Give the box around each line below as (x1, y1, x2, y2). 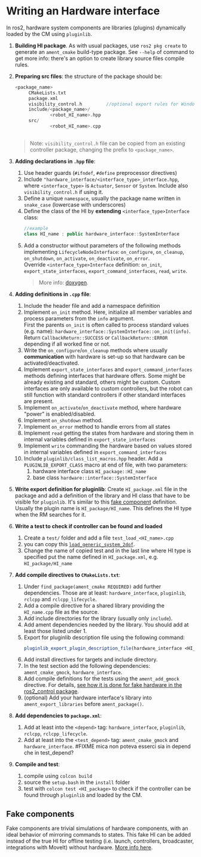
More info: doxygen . (38, 278, 89, 286)
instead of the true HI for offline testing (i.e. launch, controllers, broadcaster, (6, 837, 194, 845)
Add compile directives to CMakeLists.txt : (14, 571, 121, 579)
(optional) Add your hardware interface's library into (23, 694, 153, 701)
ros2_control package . (23, 688, 80, 695)
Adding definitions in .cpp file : (14, 290, 92, 298)
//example (23, 225, 49, 231)
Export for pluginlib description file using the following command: (23, 634, 185, 641)
